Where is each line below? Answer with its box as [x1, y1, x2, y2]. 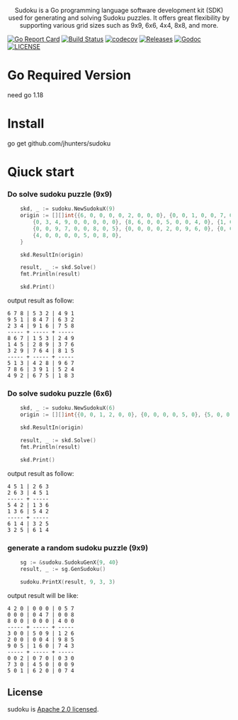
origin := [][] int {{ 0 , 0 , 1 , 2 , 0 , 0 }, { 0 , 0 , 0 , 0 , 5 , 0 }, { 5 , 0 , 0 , [20, 411, 233, 418]
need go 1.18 [7, 90, 44, 99]
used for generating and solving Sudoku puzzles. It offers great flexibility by [8, 13, 230, 22]
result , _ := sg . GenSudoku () [20, 565, 106, 572]
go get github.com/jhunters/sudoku [7, 138, 111, 148]
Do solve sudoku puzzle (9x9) [7, 189, 113, 199]
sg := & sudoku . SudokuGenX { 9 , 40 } [20, 559, 119, 566]
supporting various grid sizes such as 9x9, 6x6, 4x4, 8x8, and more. [19, 21, 219, 29]
